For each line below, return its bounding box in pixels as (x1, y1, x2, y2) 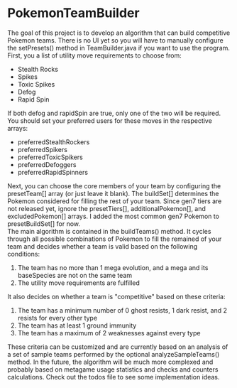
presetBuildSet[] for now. (7, 219, 80, 228)
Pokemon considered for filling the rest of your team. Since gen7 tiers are (7, 197, 222, 205)
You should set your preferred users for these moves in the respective (7, 116, 213, 125)
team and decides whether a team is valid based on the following (7, 242, 198, 250)
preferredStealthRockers (17, 137, 90, 146)
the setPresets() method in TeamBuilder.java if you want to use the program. (7, 43, 231, 52)
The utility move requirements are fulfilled (17, 279, 140, 287)
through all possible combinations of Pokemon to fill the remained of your (7, 235, 222, 243)
